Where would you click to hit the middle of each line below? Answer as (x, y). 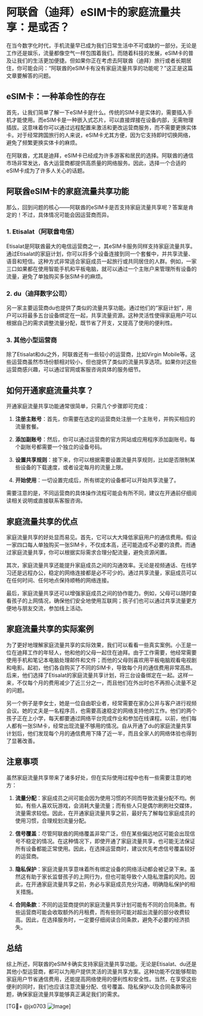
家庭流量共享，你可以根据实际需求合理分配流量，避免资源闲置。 (91, 552)
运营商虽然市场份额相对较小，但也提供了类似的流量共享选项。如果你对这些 (104, 362)
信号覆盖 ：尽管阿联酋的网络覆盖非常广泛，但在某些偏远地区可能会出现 (102, 833)
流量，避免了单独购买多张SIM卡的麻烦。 (56, 276)
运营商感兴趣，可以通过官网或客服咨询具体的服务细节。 (75, 370)
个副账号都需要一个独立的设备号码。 (60, 447)
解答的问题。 (38, 76)
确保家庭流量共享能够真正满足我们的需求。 (69, 994)
